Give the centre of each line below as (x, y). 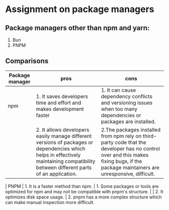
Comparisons (27, 61)
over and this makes (125, 155)
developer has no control (130, 149)
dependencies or (121, 115)
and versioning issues (127, 103)
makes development (60, 109)
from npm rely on (121, 136)
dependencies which (61, 149)
